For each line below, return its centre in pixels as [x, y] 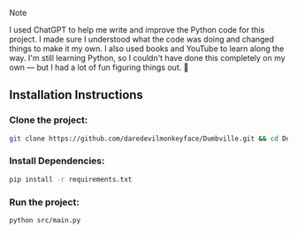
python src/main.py [45, 221]
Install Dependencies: [57, 161]
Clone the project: [49, 120]
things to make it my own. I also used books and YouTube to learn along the [147, 49]
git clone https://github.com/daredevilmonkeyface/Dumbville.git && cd [144, 139]
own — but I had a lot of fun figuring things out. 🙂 [99, 67]
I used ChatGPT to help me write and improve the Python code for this [137, 30]
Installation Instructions [76, 95]
